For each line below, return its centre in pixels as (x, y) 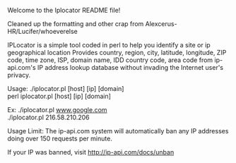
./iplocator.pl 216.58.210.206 (48, 117)
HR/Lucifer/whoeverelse (42, 31)
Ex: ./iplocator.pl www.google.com (57, 110)
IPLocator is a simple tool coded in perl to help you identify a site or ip (109, 45)
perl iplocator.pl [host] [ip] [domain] (59, 96)
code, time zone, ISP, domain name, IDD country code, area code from (110, 60)
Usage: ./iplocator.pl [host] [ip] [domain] (66, 89)
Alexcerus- (161, 24)
